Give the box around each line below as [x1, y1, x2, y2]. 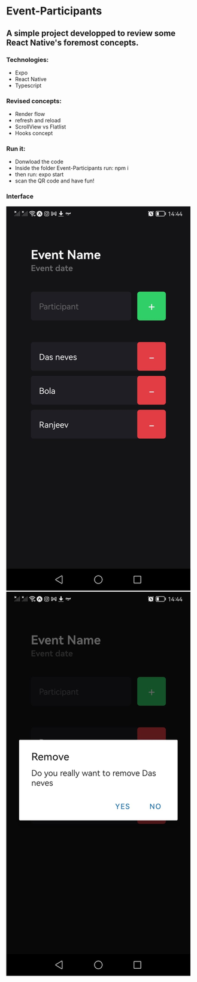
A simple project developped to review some [6, 28, 176, 38]
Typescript [14, 82, 42, 89]
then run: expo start [14, 171, 64, 178]
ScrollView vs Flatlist [14, 123, 66, 130]
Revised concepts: [6, 97, 62, 105]
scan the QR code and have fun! [14, 177, 95, 184]
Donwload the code [14, 158, 64, 166]
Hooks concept [14, 130, 53, 137]
